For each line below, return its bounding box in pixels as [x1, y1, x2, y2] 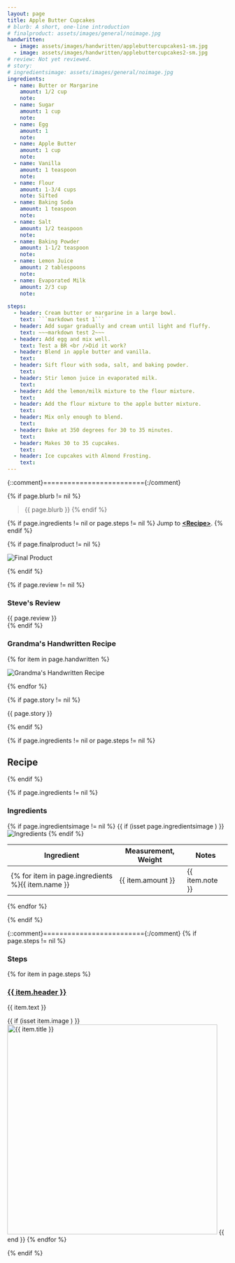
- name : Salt [13, 218, 52, 225]
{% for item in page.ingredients [10, 870, 113, 880]
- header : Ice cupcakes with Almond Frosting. [13, 453, 152, 460]
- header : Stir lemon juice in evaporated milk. [13, 374, 158, 381]
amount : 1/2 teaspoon [20, 225, 83, 232]
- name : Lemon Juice [13, 257, 73, 264]
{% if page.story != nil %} [7, 696, 80, 704]
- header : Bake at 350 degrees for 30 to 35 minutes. [13, 426, 173, 434]
